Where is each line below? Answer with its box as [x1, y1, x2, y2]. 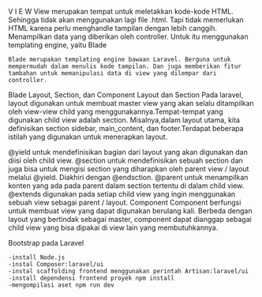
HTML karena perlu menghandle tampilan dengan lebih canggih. [8, 24, 218, 32]
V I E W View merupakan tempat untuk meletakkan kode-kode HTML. [8, 7, 234, 16]
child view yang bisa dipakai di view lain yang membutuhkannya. [8, 223, 219, 232]
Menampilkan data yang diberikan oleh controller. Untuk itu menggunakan [8, 32, 249, 41]
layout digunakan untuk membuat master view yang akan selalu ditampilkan [8, 99, 254, 107]
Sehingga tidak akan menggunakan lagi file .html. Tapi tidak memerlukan [8, 15, 245, 24]
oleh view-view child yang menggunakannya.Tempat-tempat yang [8, 107, 223, 116]
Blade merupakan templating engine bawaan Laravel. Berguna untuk [8, 55, 231, 63]
